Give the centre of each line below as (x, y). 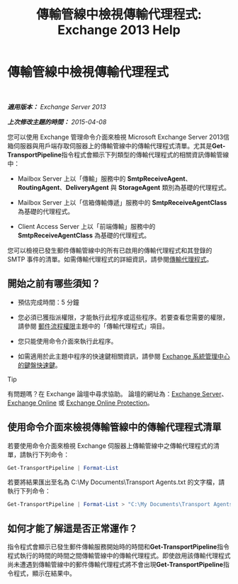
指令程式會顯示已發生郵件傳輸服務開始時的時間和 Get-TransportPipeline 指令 (119, 547)
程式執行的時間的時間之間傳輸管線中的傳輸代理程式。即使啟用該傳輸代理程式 (119, 556)
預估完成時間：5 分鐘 (49, 302)
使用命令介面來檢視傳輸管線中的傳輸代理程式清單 (114, 427)
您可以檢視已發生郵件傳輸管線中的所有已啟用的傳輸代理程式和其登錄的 (110, 250)
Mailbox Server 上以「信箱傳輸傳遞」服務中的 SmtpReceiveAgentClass (122, 202)
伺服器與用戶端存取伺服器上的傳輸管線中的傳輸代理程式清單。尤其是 (113, 145)
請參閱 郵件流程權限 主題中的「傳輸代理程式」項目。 (93, 326)
